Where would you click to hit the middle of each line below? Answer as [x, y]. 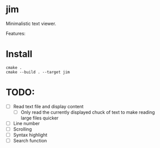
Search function [30, 141]
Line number [26, 123]
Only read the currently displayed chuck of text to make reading [88, 112]
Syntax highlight [30, 135]
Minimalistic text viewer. [31, 23]
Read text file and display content [48, 106]
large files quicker [40, 118]
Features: [16, 33]
